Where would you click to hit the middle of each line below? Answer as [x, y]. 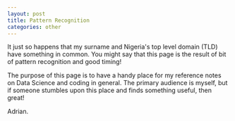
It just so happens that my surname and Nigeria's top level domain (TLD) [113, 47]
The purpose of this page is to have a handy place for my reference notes [114, 75]
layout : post [26, 14]
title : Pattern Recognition [49, 20]
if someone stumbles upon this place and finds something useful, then [109, 90]
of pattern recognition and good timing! [65, 62]
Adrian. [18, 112]
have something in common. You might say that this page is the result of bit [117, 54]
